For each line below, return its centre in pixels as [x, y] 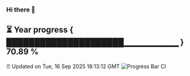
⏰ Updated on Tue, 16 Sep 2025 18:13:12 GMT [63, 66]
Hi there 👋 [21, 10]
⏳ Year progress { [40, 30]
